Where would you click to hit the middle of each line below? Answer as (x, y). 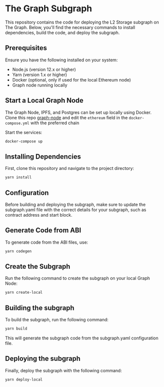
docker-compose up (24, 141)
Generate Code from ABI (43, 231)
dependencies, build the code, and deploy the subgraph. (62, 32)
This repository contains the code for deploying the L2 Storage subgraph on (82, 22)
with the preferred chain (55, 123)
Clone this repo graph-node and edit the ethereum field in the (67, 117)
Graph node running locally (40, 85)
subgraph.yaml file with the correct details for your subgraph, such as (76, 210)
